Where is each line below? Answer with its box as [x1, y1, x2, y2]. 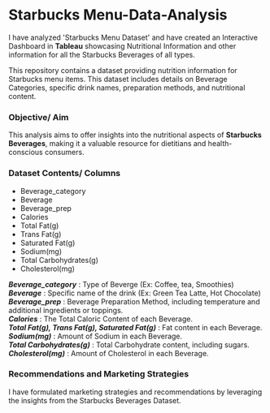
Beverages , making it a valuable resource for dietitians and [8, 139, 207, 148]
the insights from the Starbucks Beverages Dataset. [8, 395, 181, 405]
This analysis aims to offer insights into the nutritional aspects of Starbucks [8, 130, 262, 140]
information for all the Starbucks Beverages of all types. [8, 49, 195, 59]
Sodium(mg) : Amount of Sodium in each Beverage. [8, 331, 183, 341]
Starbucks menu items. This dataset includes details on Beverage [8, 74, 228, 84]
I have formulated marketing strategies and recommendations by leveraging [8, 387, 263, 397]
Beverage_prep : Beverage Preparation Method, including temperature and [8, 296, 260, 306]
